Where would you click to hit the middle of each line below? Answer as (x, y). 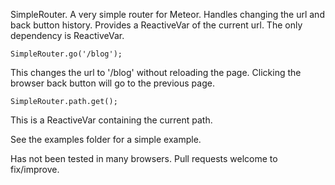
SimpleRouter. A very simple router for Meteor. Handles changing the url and (167, 14)
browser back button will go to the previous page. (112, 83)
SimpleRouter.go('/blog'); (66, 54)
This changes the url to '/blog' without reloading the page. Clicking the (156, 72)
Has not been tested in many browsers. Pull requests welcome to (144, 158)
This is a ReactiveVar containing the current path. (111, 120)
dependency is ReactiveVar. (67, 35)
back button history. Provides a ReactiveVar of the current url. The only (156, 25)
